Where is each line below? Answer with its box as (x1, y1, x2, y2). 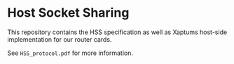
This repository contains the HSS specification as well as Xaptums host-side (7, 28, 228, 36)
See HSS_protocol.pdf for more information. (7, 49, 134, 57)
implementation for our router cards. (7, 35, 112, 43)
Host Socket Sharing (7, 5, 130, 21)
